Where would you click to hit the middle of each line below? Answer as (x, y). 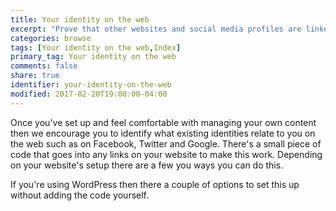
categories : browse (51, 38)
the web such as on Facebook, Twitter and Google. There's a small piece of (166, 143)
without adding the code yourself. (80, 195)
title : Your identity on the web (80, 19)
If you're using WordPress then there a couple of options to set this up (155, 184)
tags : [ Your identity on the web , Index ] (96, 47)
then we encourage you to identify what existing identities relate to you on (163, 133)
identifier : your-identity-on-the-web (91, 85)
